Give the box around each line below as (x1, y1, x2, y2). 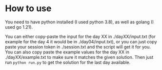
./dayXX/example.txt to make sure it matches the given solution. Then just (5, 54, 154, 60)
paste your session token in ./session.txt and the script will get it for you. (5, 44, 151, 50)
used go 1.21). (5, 24, 33, 30)
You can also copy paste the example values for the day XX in (5, 49, 129, 55)
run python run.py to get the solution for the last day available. (5, 59, 131, 65)
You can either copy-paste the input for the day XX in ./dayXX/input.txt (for (5, 34, 156, 39)
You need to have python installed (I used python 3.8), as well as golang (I (5, 19, 154, 25)
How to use (5, 3, 52, 14)
